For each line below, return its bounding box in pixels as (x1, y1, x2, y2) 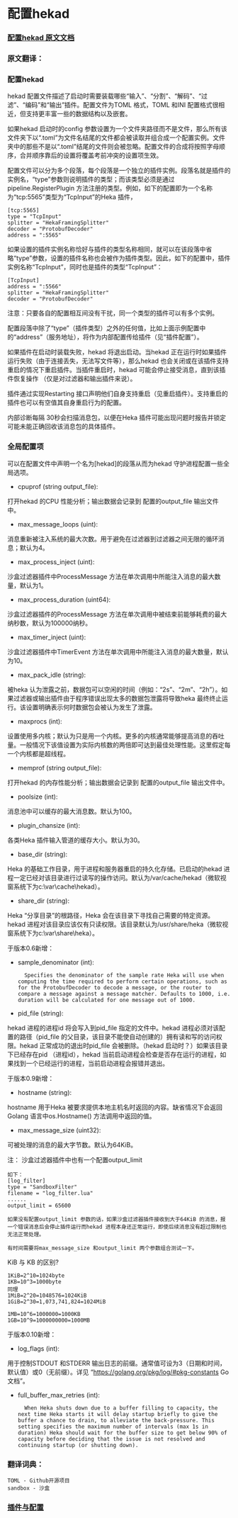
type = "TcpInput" (7, 213, 62, 220)
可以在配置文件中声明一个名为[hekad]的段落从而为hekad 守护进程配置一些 (7, 459, 224, 468)
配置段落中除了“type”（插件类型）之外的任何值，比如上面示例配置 (7, 324, 200, 332)
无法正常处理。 (7, 1230, 45, 1238)
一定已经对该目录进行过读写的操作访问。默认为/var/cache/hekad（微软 (13, 873, 221, 882)
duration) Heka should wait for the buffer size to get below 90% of (17, 1429, 228, 1437)
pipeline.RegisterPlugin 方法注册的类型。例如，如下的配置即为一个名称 (7, 184, 213, 193)
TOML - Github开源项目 (7, 1477, 70, 1484)
